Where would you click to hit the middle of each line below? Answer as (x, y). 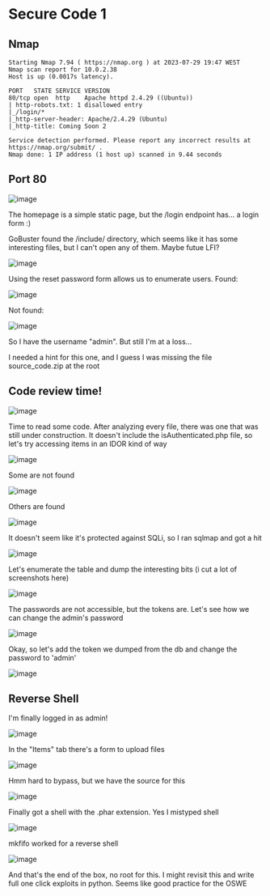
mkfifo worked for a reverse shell (63, 843)
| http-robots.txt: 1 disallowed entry (76, 105)
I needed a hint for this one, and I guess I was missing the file (110, 357)
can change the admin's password (66, 618)
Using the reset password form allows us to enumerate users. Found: (123, 278)
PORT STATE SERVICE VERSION (59, 91)
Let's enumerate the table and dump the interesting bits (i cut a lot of (123, 569)
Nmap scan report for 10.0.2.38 (63, 70)
